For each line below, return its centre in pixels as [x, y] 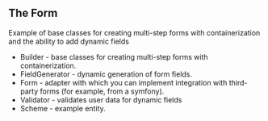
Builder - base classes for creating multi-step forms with [114, 56]
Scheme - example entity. [63, 108]
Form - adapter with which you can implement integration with [124, 82]
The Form [33, 13]
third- [238, 82]
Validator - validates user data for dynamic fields [101, 99]
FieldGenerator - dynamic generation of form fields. [106, 74]
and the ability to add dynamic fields [69, 41]
